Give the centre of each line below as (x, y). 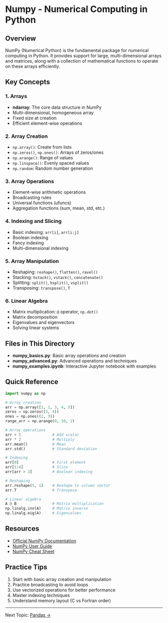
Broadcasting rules (32, 198)
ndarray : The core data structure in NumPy (57, 107)
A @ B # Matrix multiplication (54, 504)
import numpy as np (25, 393)
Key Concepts (27, 82)
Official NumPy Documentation (44, 541)
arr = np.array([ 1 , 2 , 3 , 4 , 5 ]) (40, 407)
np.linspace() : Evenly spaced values (51, 163)
